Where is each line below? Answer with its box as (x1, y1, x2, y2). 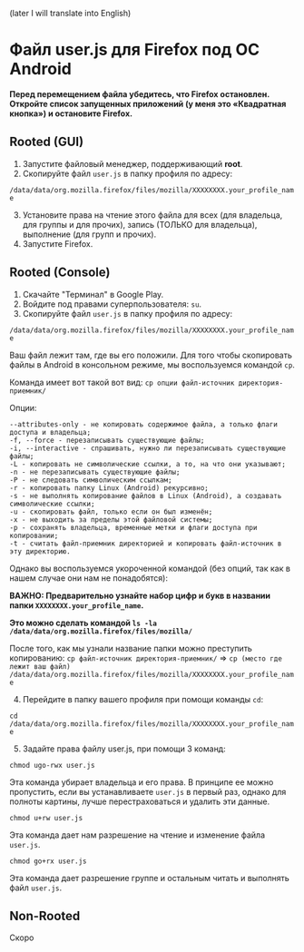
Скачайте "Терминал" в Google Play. (22, 289, 164, 299)
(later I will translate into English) (9, 8, 132, 18)
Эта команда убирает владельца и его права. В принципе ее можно (9, 776, 274, 788)
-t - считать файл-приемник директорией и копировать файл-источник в (9, 539, 282, 548)
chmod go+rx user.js (9, 857, 88, 866)
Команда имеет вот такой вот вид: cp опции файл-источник (9, 377, 235, 388)
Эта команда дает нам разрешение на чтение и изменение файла (9, 829, 266, 840)
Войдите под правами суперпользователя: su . (22, 299, 202, 309)
